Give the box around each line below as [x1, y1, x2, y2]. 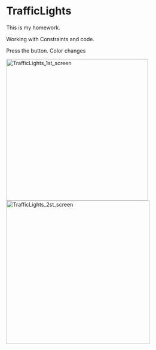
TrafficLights [6, 4, 72, 18]
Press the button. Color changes [6, 47, 86, 54]
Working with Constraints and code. [6, 35, 94, 42]
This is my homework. [6, 24, 61, 31]
